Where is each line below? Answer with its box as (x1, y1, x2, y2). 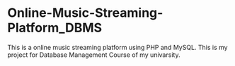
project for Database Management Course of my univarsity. (7, 51, 180, 59)
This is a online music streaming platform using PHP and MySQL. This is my (7, 43, 228, 51)
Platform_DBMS (7, 20, 103, 36)
